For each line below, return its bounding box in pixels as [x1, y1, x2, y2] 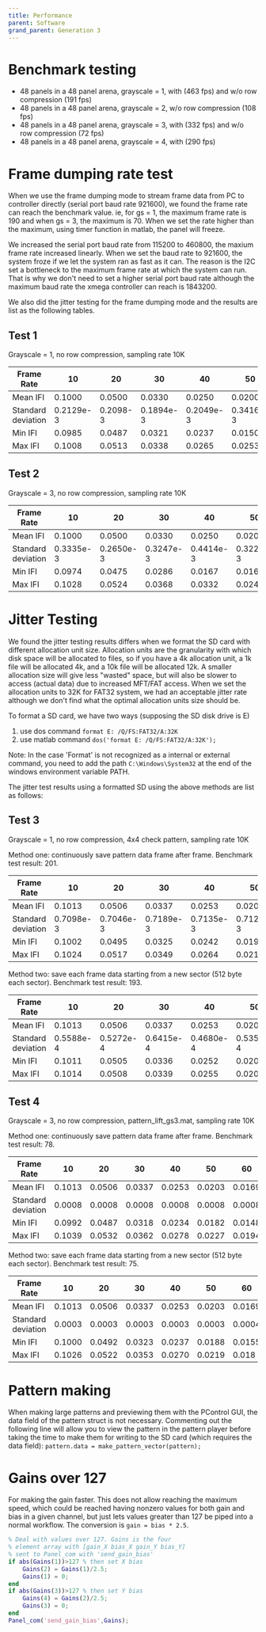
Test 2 [8, 467, 40, 481]
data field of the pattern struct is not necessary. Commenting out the [8, 1416, 232, 1425]
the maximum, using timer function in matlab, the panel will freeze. [8, 225, 226, 234]
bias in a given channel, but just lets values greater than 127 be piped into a [8, 1512, 253, 1521]
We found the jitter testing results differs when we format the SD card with [8, 637, 251, 646]
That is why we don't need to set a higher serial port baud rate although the [8, 274, 255, 283]
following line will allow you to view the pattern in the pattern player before [8, 1425, 252, 1434]
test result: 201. [8, 858, 59, 868]
